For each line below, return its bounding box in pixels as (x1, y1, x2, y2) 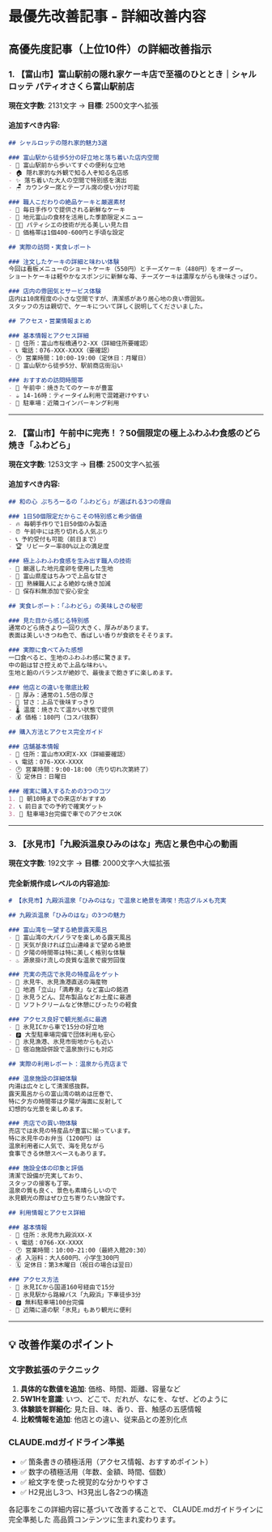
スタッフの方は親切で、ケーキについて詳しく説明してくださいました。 (8, 302, 206, 310)
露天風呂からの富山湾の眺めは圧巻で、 (8, 1090, 117, 1098)
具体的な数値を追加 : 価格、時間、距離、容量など (19, 1384, 181, 1394)
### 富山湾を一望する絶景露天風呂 (8, 926, 108, 934)
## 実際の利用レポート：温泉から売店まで (8, 1060, 128, 1069)
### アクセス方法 (8, 1276, 59, 1284)
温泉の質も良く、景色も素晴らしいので (8, 1187, 117, 1195)
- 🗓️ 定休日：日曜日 (8, 772, 67, 781)
